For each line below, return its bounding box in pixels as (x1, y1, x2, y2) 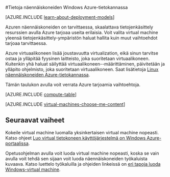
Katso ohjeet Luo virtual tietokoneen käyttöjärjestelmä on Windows (5, 135, 146, 141)
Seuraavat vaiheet (5, 116, 65, 125)
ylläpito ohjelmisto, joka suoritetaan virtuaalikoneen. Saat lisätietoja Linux (5, 66, 159, 72)
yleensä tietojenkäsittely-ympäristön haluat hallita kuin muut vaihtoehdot (5, 35, 158, 41)
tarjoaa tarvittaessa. (5, 40, 47, 46)
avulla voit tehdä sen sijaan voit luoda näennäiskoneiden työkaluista (5, 155, 148, 162)
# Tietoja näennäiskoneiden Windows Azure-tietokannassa (5, 5, 128, 10)
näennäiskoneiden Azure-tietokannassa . (5, 72, 90, 78)
